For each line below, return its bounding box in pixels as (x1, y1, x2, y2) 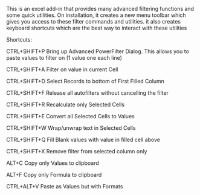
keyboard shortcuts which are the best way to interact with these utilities (6, 24, 187, 31)
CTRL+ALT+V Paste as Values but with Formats (6, 183, 123, 190)
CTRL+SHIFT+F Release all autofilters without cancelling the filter (6, 89, 169, 96)
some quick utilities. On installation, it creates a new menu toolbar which (6, 11, 186, 19)
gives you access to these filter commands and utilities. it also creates (6, 18, 181, 25)
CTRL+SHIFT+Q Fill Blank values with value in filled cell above (6, 136, 160, 143)
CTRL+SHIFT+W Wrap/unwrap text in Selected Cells (6, 124, 136, 132)
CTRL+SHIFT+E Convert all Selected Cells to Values (6, 113, 135, 120)
